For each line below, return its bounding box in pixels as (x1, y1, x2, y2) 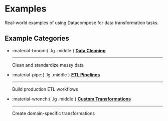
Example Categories (5, 34, 70, 43)
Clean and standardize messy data (12, 62, 84, 68)
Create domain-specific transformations (12, 110, 95, 116)
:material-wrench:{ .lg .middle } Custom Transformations (12, 96, 131, 102)
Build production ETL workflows (12, 86, 78, 92)
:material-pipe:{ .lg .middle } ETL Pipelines (12, 71, 100, 78)
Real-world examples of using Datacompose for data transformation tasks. (5, 20, 159, 26)
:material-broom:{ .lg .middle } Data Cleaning (12, 47, 106, 53)
